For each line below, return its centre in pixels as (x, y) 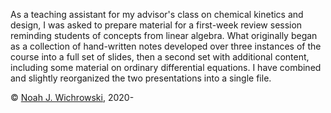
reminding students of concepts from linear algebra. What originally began (164, 35)
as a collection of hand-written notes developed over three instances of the (166, 46)
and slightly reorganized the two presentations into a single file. (141, 78)
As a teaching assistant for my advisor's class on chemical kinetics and (157, 14)
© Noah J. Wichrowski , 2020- (72, 97)
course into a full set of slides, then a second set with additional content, (160, 57)
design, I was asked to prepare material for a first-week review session (156, 25)
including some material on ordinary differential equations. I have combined (166, 67)
